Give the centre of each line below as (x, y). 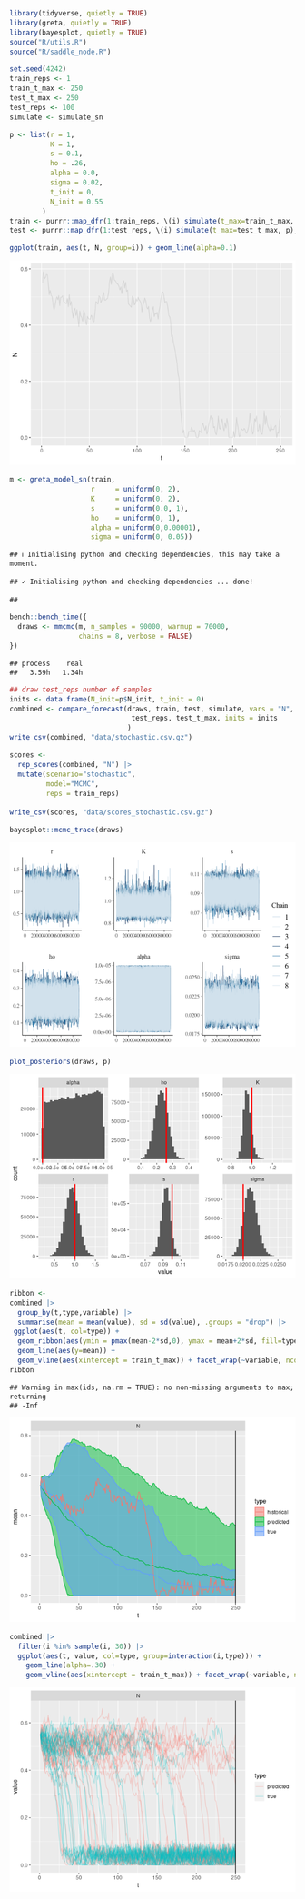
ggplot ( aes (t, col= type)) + (66, 1332)
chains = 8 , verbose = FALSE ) (136, 636)
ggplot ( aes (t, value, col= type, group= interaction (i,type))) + (139, 1656)
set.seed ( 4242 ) (38, 69)
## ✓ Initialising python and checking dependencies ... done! (132, 582)
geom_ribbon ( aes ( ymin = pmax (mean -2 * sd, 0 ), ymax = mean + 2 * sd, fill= (150, 1341)
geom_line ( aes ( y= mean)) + (67, 1351)
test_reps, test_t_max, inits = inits (205, 718)
